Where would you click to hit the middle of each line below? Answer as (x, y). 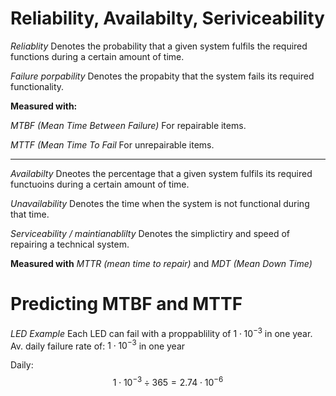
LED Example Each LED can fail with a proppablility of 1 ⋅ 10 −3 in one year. (161, 332)
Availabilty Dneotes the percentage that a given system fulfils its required (161, 173)
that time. (30, 214)
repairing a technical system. (70, 244)
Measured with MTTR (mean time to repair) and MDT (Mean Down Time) (161, 263)
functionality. (37, 86)
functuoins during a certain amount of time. (100, 184)
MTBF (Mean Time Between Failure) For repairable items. (128, 125)
